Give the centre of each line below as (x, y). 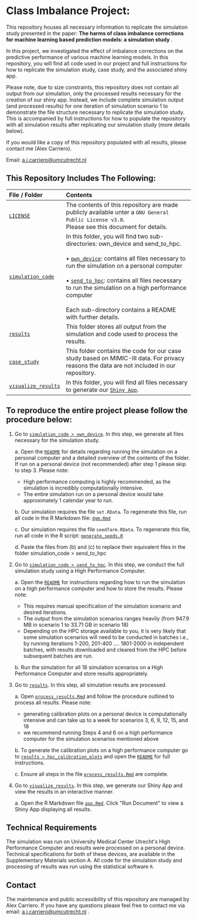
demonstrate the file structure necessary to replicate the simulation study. (95, 112)
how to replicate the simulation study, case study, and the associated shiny (97, 69)
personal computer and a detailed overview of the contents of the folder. (102, 458)
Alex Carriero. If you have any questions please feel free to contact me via (96, 906)
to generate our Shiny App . (102, 390)
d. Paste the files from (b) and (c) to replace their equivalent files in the (100, 546)
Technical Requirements (52, 827)
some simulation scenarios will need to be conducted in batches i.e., (106, 637)
